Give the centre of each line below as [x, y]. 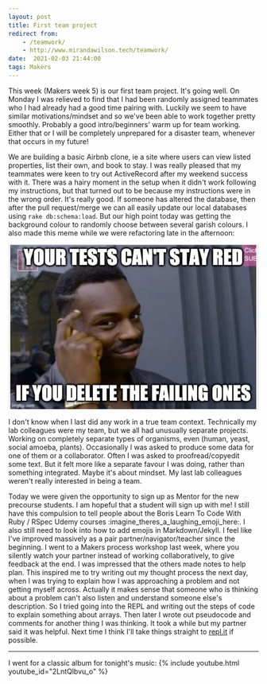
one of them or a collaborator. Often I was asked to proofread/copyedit [124, 455]
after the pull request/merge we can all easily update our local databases [128, 208]
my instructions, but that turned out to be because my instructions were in [130, 190]
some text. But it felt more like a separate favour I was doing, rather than [126, 464]
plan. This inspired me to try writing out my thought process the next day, [128, 572]
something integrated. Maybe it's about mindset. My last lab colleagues [125, 472]
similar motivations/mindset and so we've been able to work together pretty [132, 116]
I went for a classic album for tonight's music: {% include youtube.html [124, 663]
